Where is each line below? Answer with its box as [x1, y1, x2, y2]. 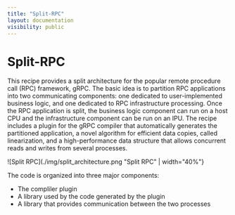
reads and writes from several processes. [7, 144, 128, 152]
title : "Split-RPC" [7, 10, 65, 18]
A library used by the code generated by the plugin [17, 193, 165, 201]
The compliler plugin [17, 185, 77, 193]
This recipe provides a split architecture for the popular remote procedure [7, 77, 221, 85]
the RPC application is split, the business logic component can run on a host [7, 107, 228, 115]
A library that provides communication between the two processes [17, 200, 211, 208]
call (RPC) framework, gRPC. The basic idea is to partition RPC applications [7, 84, 226, 93]
